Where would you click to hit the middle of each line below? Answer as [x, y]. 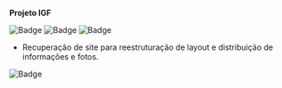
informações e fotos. [60, 56]
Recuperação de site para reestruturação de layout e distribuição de [148, 47]
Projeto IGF [30, 13]
